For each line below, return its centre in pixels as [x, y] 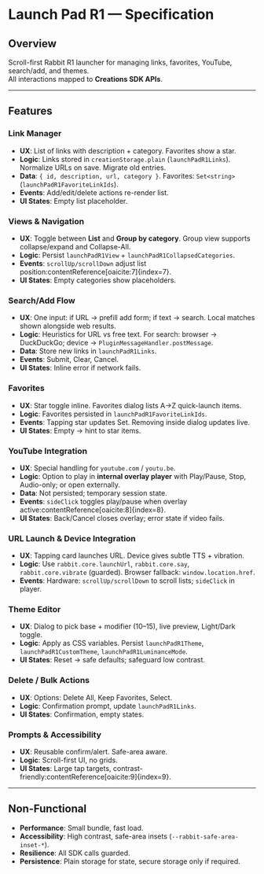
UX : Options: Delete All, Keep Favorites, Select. [96, 697]
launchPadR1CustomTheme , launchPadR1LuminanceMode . [104, 651]
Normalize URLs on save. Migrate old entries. [93, 168]
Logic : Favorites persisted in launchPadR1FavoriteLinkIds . [113, 414]
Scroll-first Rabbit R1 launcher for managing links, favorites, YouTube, [120, 62]
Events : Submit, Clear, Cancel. [69, 360]
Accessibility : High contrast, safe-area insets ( [95, 836]
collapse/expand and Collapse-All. [75, 246]
